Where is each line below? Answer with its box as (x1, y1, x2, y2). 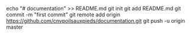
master (6, 23, 24, 30)
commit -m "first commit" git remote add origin (6, 11, 121, 18)
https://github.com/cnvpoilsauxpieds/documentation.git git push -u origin (6, 17, 185, 24)
